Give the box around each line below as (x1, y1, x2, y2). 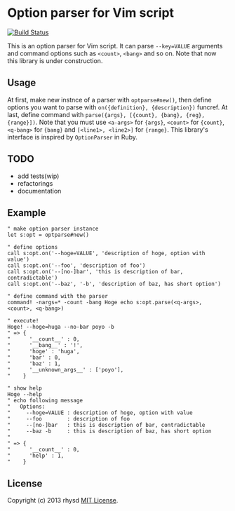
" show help (7, 385, 42, 392)
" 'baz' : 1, (7, 360, 61, 367)
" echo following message (7, 397, 83, 404)
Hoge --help (7, 391, 42, 398)
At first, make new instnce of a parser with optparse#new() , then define (7, 95, 212, 104)
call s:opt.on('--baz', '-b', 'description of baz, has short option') (7, 280, 221, 288)
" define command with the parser (7, 293, 109, 300)
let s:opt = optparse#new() (7, 231, 90, 239)
